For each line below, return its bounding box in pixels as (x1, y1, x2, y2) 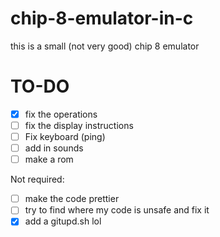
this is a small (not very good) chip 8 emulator (10, 40, 200, 52)
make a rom (24, 153, 74, 166)
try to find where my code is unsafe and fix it (24, 204, 210, 216)
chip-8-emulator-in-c (10, 7, 194, 30)
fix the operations (24, 108, 98, 120)
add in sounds (24, 142, 84, 154)
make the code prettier (24, 193, 120, 205)
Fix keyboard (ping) (24, 131, 106, 142)
